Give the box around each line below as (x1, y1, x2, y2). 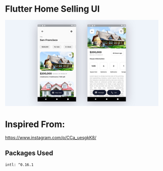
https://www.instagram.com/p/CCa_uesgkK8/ (5, 135, 96, 141)
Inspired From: (5, 118, 65, 130)
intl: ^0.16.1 (5, 162, 34, 168)
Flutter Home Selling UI (5, 3, 100, 15)
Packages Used (5, 149, 54, 157)
